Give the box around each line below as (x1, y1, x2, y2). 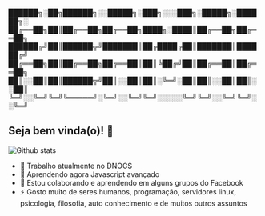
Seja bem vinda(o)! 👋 (8, 124, 114, 138)
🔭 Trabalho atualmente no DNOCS (19, 161, 133, 170)
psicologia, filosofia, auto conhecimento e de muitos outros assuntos (19, 198, 247, 208)
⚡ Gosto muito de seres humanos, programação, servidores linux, (19, 186, 237, 196)
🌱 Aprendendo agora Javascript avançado (19, 169, 160, 179)
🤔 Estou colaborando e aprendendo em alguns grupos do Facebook (19, 178, 244, 187)
